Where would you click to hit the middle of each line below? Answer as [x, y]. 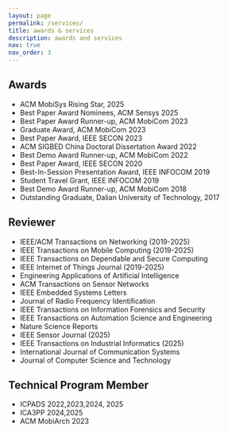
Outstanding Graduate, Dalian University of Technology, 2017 [120, 197]
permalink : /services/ [46, 23]
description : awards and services [66, 38]
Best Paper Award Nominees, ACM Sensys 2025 [99, 112]
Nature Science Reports [59, 326]
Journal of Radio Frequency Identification [87, 300]
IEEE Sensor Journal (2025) [65, 335]
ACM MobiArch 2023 [54, 421]
